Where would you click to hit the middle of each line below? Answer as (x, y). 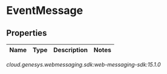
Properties (27, 33)
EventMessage (45, 11)
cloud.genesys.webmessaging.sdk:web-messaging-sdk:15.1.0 (84, 65)
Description (70, 50)
